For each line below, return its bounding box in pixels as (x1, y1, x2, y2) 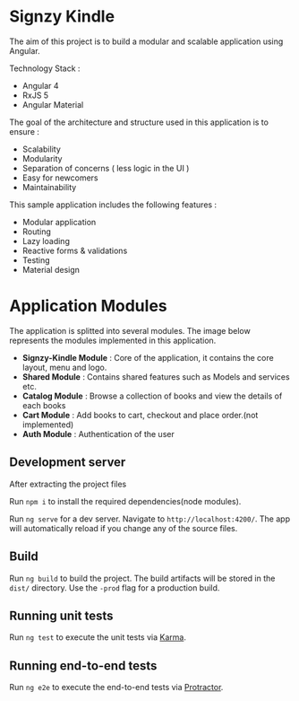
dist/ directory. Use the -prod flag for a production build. (9, 582, 220, 593)
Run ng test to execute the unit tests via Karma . (9, 632, 186, 643)
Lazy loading (21, 235, 70, 246)
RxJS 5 (21, 90, 49, 101)
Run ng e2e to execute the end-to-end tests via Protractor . (9, 682, 224, 693)
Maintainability (21, 181, 77, 192)
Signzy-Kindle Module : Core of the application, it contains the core (21, 352, 275, 363)
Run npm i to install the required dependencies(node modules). (9, 495, 242, 506)
